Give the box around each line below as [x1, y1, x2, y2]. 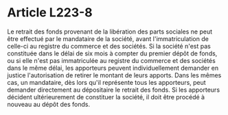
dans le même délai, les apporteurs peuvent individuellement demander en [7, 64, 219, 72]
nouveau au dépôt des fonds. [7, 100, 91, 108]
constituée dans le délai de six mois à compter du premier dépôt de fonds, [7, 49, 218, 57]
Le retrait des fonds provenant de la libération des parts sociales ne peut [7, 27, 213, 36]
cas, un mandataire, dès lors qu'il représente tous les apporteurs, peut [7, 78, 206, 86]
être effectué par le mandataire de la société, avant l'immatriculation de [7, 34, 209, 42]
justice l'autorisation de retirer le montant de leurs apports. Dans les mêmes [7, 71, 222, 79]
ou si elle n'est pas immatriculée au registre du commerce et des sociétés [7, 56, 216, 64]
